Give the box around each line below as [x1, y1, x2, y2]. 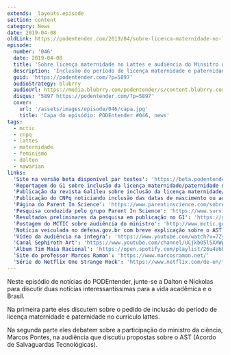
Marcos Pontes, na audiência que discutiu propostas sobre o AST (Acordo [7, 333, 217, 341]
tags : [7, 118, 23, 125]
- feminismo [13, 150, 48, 158]
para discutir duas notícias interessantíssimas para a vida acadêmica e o [7, 284, 212, 293]
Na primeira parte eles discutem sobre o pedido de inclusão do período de [7, 305, 218, 313]
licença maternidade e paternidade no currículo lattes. [7, 313, 160, 321]
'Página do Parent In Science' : [13, 201, 106, 208]
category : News [7, 23, 51, 29]
